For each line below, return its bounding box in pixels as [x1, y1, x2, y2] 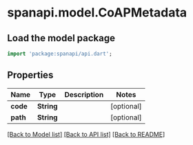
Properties [7, 69, 54, 81]
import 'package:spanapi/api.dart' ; [7, 50, 112, 57]
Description [64, 89, 104, 99]
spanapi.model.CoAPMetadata [7, 5, 187, 21]
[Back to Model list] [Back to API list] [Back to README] [7, 130, 165, 138]
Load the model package [7, 32, 116, 44]
